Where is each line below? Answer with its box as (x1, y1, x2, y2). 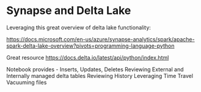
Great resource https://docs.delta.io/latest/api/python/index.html (6, 54, 169, 61)
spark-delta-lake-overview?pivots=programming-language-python (6, 42, 175, 49)
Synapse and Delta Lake (6, 4, 131, 18)
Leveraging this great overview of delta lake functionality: (6, 24, 152, 31)
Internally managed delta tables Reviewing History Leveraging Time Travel (6, 72, 194, 79)
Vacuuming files (6, 79, 47, 86)
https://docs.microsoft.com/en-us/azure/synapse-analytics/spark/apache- (6, 35, 195, 43)
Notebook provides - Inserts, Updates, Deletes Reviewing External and (6, 65, 185, 73)
